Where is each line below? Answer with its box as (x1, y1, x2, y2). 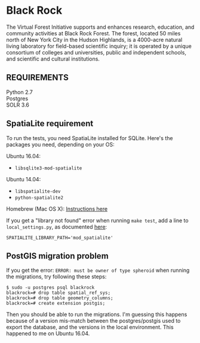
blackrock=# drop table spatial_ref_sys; (6, 290, 111, 296)
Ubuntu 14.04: (6, 175, 41, 183)
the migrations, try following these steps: (6, 273, 107, 280)
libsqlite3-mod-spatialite (14, 165, 82, 171)
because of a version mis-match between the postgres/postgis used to (6, 317, 181, 324)
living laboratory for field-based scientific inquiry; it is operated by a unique (6, 43, 192, 50)
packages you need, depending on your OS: (6, 141, 115, 148)
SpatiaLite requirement (6, 119, 94, 129)
